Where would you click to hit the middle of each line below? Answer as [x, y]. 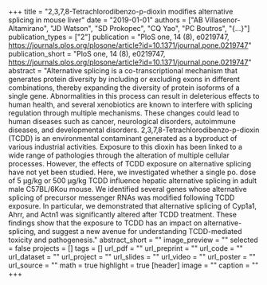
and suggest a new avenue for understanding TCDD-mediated [139, 231]
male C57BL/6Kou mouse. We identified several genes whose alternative [128, 189]
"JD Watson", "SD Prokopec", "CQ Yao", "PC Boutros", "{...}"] [150, 28]
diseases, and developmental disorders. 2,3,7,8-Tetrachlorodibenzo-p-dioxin [134, 130]
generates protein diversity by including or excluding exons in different [124, 79]
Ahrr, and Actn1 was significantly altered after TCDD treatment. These [123, 215]
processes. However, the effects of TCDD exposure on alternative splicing [130, 164]
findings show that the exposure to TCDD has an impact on [105, 223]
